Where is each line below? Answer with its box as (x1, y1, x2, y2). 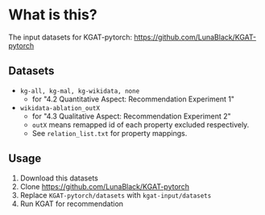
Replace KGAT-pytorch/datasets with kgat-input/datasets (19, 190, 212, 200)
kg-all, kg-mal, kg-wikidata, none (19, 87, 140, 95)
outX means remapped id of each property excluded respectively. (31, 119, 250, 130)
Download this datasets (19, 173, 98, 183)
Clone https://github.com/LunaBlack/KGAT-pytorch (19, 181, 190, 191)
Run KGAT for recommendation (19, 199, 123, 209)
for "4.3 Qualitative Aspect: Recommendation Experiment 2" (31, 111, 231, 121)
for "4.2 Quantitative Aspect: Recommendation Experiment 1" (31, 94, 235, 104)
